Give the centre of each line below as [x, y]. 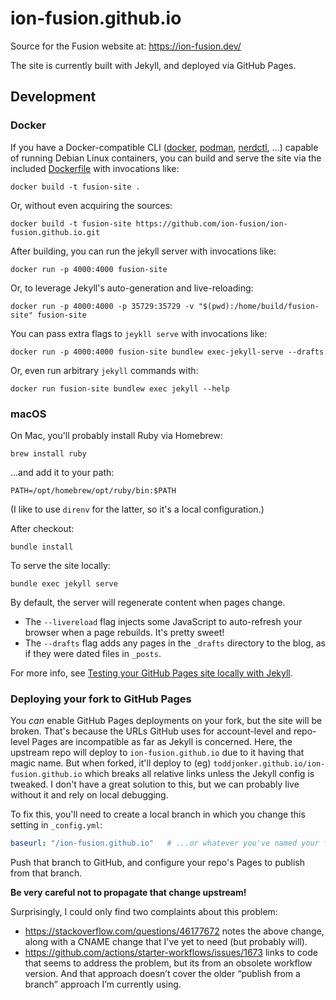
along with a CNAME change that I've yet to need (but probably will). [166, 942]
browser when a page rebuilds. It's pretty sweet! [124, 632]
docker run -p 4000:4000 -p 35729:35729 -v [102, 306]
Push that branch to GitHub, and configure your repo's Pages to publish [158, 863]
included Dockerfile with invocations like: [95, 168]
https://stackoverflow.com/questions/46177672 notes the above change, [174, 931]
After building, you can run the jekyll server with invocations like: [143, 251]
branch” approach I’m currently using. [103, 984]
